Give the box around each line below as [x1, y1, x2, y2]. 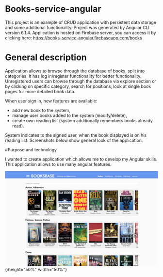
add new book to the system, [12, 107, 70, 113]
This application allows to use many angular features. [5, 161, 112, 167]
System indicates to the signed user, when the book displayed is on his [5, 132, 147, 138]
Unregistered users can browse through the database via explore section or [5, 78, 157, 84]
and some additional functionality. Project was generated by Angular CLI [5, 24, 149, 30]
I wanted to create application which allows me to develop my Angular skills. [5, 156, 158, 162]
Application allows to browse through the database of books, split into [5, 68, 145, 74]
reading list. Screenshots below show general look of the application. [5, 137, 143, 143]
